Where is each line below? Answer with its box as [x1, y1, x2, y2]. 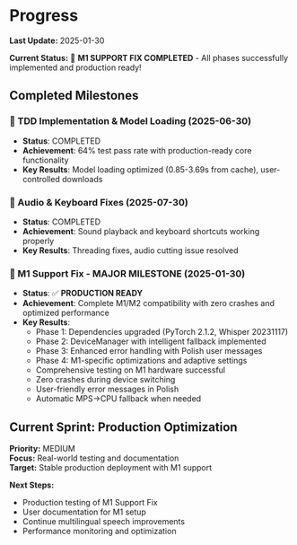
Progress [9, 5, 79, 26]
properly [22, 235, 55, 246]
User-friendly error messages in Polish [35, 383, 179, 395]
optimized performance [22, 307, 110, 319]
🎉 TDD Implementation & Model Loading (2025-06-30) [9, 115, 252, 127]
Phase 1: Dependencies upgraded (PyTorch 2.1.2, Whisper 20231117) [35, 327, 289, 338]
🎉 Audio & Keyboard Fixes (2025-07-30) [9, 196, 188, 208]
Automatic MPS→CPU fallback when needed [35, 393, 202, 404]
